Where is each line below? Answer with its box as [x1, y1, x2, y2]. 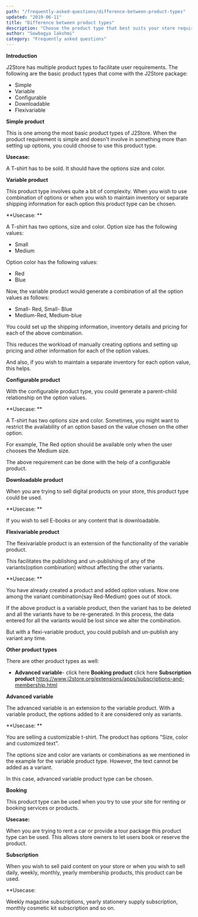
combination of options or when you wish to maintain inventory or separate [6, 194, 189, 201]
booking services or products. [6, 804, 80, 811]
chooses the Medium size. [6, 447, 70, 454]
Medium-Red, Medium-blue [14, 312, 82, 319]
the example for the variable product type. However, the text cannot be [6, 758, 179, 765]
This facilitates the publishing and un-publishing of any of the [6, 557, 155, 564]
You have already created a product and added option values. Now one [6, 587, 179, 593]
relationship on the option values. [6, 394, 87, 401]
